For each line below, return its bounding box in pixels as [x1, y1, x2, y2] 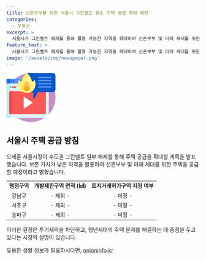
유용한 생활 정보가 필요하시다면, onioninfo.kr [6, 247, 113, 254]
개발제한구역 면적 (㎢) [34, 182, 87, 190]
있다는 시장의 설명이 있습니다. [6, 233, 77, 241]
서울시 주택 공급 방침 [6, 135, 79, 146]
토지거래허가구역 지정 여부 [91, 182, 154, 190]
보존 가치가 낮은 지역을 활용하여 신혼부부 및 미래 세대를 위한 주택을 [29, 160, 188, 168]
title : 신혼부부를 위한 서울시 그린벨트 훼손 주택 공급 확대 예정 [6, 10, 148, 16]
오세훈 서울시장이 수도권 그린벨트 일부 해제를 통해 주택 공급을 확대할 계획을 [6, 153, 185, 160]
